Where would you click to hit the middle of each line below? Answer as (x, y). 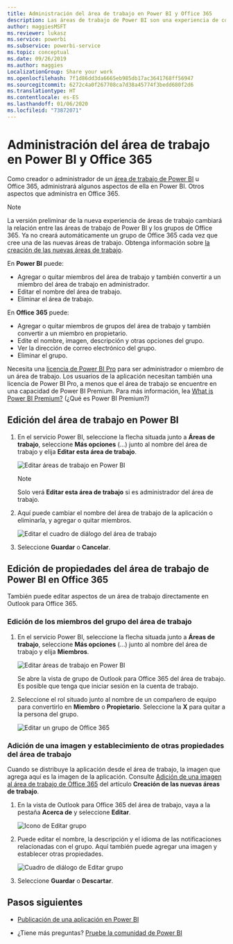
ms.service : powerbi (37, 40)
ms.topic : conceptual (38, 53)
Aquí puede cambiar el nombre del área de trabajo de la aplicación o (115, 513)
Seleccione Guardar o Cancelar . (64, 547)
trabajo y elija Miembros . (53, 651)
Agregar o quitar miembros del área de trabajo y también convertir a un (119, 277)
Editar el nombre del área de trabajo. (69, 292)
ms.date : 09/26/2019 (37, 59)
